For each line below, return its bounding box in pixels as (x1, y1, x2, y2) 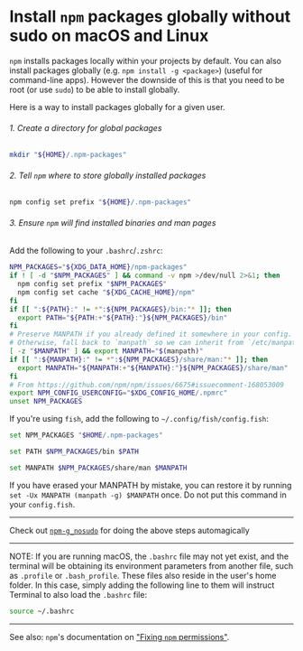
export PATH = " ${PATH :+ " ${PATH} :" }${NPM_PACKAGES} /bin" (17, 313, 228, 322)
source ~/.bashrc (9, 607, 75, 616)
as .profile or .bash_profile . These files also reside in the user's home (9, 570, 277, 581)
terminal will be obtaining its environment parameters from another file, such (9, 560, 294, 571)
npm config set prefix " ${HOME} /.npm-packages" (9, 198, 192, 207)
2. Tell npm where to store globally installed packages (9, 170, 207, 181)
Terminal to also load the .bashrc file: (9, 589, 147, 600)
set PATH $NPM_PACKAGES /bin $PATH (9, 447, 140, 457)
